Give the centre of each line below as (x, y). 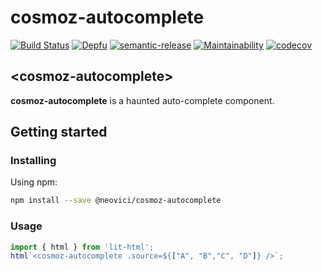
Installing (33, 161)
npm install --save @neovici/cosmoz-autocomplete (116, 201)
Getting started (59, 132)
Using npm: (34, 182)
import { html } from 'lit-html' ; (82, 247)
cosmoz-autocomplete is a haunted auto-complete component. (142, 100)
